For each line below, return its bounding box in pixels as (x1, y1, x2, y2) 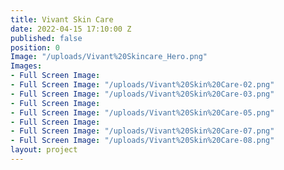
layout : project (10, 145, 78, 155)
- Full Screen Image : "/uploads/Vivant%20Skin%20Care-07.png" (10, 126, 275, 136)
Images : (10, 61, 43, 71)
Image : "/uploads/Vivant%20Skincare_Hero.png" (10, 52, 208, 62)
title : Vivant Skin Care (10, 14, 114, 25)
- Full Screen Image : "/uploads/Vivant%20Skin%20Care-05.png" (10, 107, 275, 118)
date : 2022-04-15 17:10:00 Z (10, 24, 132, 34)
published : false (10, 33, 83, 43)
